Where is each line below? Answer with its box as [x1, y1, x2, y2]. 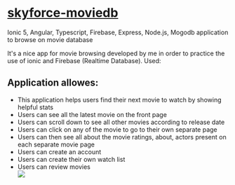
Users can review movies [17, 163, 91, 171]
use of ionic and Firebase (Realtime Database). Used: [7, 56, 161, 64]
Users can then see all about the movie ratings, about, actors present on [17, 132, 227, 141]
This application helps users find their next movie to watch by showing [17, 95, 222, 104]
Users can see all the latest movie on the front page [17, 110, 167, 118]
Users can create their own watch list [17, 155, 126, 163]
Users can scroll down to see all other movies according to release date [17, 118, 225, 126]
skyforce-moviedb [7, 5, 119, 21]
